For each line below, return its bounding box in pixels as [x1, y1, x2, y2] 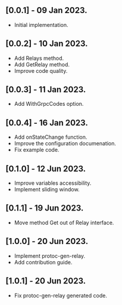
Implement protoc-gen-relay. [14, 252, 86, 260]
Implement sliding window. [14, 186, 80, 193]
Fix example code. [14, 147, 60, 154]
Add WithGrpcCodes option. [14, 100, 84, 108]
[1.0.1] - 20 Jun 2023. [5, 276, 86, 286]
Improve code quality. [14, 67, 68, 74]
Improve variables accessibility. [14, 179, 92, 187]
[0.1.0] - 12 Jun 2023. [5, 163, 86, 173]
